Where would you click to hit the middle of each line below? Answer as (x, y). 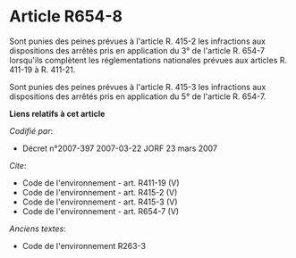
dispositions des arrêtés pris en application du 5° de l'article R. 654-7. (138, 96)
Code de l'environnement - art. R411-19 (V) (101, 183)
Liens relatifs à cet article (57, 113)
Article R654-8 (66, 17)
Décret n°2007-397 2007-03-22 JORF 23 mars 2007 (119, 148)
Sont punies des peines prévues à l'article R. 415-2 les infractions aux (138, 41)
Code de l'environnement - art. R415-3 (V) (100, 202)
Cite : (18, 165)
